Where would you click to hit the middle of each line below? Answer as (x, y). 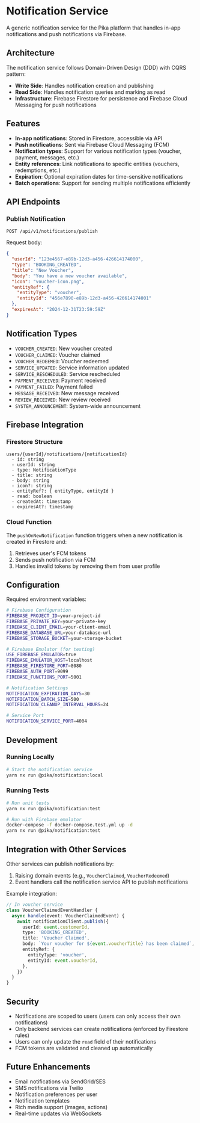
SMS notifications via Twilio (49, 1088)
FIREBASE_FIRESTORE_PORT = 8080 (44, 666)
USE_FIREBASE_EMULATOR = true (41, 655)
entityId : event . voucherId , (63, 961)
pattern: (16, 74)
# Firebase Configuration (38, 611)
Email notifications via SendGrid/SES (60, 1081)
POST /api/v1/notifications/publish (52, 232)
